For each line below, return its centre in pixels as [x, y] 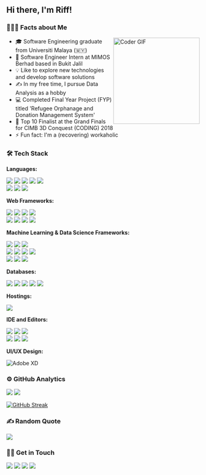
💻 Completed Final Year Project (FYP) [63, 99]
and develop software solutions [55, 77]
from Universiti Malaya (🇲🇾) [51, 50]
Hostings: [19, 296]
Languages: [22, 169]
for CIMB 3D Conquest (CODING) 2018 [64, 127]
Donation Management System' [55, 115]
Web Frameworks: [30, 200]
